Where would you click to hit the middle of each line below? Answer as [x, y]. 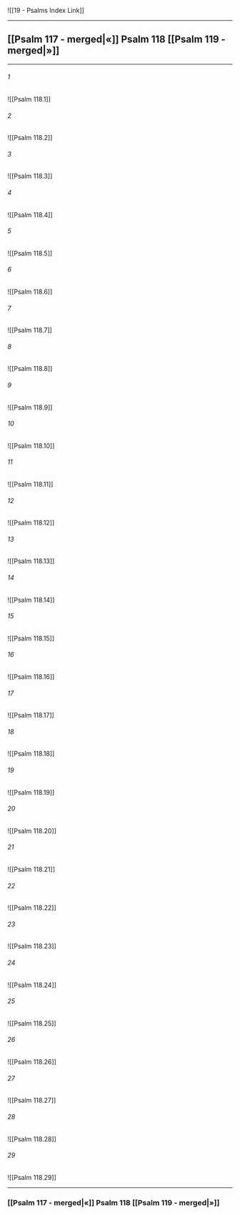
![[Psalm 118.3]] [30, 176]
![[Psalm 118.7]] [30, 330]
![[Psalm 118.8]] [30, 369]
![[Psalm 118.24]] [32, 985]
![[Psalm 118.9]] [30, 407]
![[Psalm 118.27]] [32, 1101]
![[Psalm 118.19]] [31, 792]
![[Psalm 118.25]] [32, 1023]
